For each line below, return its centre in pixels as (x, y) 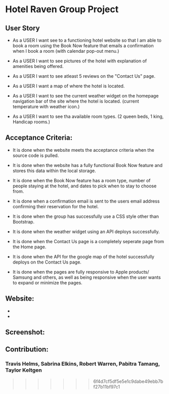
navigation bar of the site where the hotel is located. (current (76, 101)
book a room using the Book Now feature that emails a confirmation (83, 46)
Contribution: (27, 350)
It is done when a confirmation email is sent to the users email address (86, 201)
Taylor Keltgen (24, 370)
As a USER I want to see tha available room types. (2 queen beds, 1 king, (88, 116)
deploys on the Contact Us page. (47, 262)
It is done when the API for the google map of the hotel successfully (83, 256)
